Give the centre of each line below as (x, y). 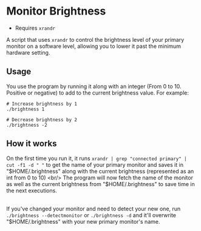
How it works (32, 144)
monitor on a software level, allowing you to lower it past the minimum (94, 46)
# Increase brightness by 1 (42, 104)
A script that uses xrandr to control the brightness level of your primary (95, 39)
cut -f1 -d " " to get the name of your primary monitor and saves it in (95, 164)
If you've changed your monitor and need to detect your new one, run (94, 209)
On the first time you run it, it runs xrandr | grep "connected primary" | (97, 158)
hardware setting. (28, 52)
